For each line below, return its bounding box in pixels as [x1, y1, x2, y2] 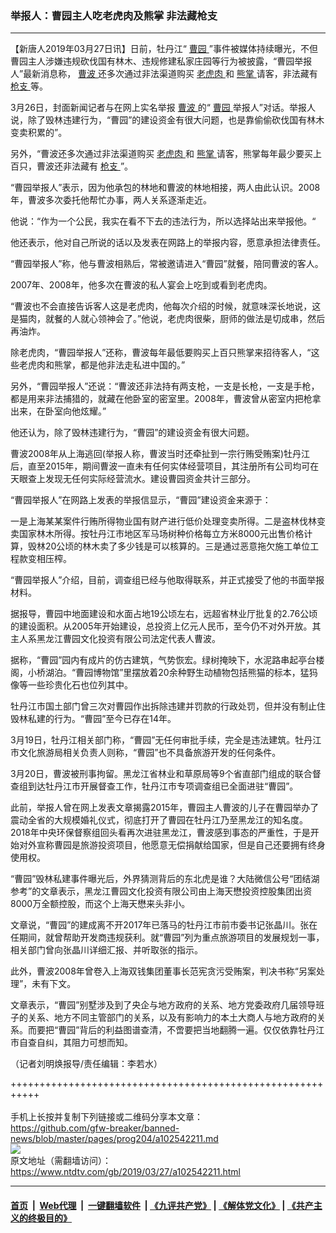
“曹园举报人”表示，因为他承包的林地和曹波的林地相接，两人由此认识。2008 [10, 182, 321, 194]
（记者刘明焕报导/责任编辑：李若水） [10, 1058, 163, 1070]
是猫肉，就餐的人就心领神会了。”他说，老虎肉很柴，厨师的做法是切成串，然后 [10, 313, 326, 325]
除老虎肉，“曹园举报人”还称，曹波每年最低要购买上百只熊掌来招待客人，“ [10, 347, 312, 359]
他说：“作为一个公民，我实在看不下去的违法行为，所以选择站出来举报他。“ [10, 215, 317, 227]
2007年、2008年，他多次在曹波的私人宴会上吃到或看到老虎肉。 [10, 279, 273, 291]
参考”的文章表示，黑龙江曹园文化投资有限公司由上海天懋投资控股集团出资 [10, 885, 313, 897]
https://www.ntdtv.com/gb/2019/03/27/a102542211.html [10, 1166, 241, 1178]
